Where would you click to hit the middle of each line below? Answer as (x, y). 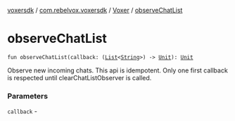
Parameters (27, 96)
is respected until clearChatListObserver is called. (80, 77)
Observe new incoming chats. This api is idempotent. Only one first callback (118, 70)
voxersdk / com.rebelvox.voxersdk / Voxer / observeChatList (95, 10)
